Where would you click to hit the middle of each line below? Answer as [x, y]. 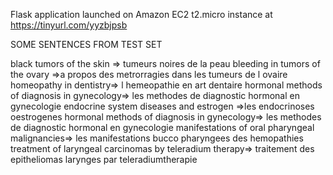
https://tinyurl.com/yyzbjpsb [69, 25]
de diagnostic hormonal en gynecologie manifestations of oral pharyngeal [162, 127]
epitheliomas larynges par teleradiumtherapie [104, 159]
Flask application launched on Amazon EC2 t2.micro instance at [141, 14]
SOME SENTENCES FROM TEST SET [86, 44]
